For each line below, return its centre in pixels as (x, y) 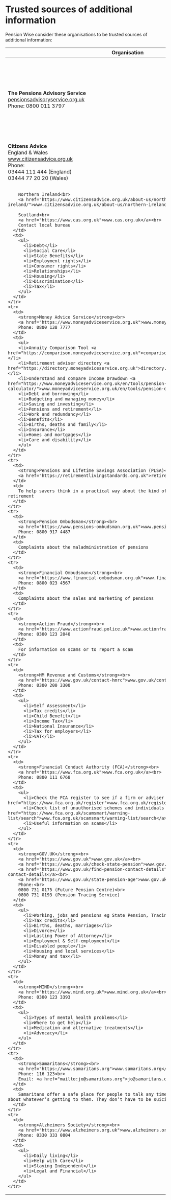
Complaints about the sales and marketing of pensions (86, 598)
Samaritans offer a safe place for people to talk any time (92, 1094)
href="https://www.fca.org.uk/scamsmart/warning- (69, 813)
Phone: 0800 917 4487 (44, 532)
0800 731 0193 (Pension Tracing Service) (69, 895)
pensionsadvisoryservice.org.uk (46, 99)
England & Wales (28, 152)
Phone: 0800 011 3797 (36, 106)
